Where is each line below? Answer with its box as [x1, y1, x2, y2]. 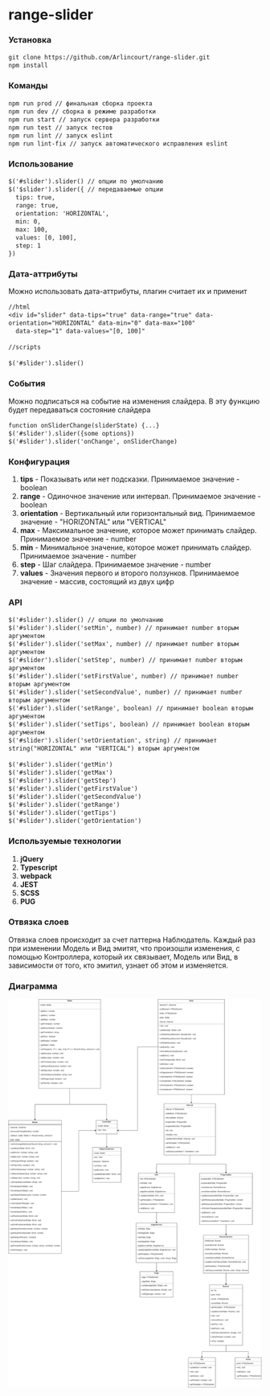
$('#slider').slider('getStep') [8, 777, 117, 785]
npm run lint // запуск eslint [8, 131, 113, 140]
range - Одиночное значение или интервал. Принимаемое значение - [19, 491, 261, 501]
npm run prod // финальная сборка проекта [8, 99, 153, 108]
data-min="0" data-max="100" [97, 319, 196, 327]
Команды [8, 80, 48, 92]
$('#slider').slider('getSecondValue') [8, 793, 142, 801]
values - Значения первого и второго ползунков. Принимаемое [19, 568, 239, 578]
